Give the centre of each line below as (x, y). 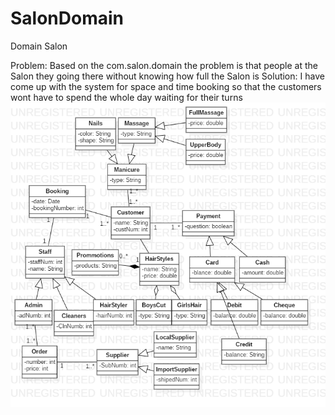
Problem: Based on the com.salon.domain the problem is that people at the (164, 65)
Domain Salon (39, 46)
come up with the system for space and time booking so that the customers (166, 86)
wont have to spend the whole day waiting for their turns (126, 97)
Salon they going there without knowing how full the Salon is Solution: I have (167, 76)
